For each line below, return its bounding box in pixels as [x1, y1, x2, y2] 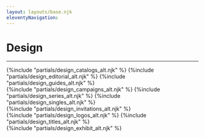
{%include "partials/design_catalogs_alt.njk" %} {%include [6, 66, 154, 74]
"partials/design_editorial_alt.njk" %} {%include [6, 73, 126, 80]
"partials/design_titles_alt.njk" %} [6, 118, 90, 125]
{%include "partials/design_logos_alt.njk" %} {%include [6, 112, 147, 119]
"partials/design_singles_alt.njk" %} [6, 98, 96, 106]
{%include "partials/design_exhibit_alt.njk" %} [6, 125, 122, 132]
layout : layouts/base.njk [6, 9, 72, 15]
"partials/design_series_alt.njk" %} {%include [6, 92, 121, 100]
